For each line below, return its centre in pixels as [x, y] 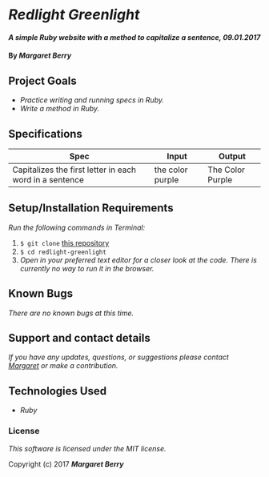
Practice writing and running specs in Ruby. [92, 100]
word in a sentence [48, 180]
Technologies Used [57, 391]
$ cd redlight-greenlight [63, 252]
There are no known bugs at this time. [71, 313]
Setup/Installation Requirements [91, 208]
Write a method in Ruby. [60, 109]
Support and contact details [79, 338]
